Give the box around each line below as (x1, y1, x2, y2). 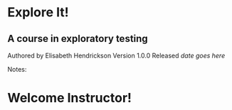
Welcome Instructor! (7, 90, 132, 106)
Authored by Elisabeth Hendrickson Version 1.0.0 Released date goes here (7, 51, 226, 60)
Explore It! (7, 4, 69, 21)
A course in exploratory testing (7, 33, 148, 45)
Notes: (7, 65, 27, 73)
